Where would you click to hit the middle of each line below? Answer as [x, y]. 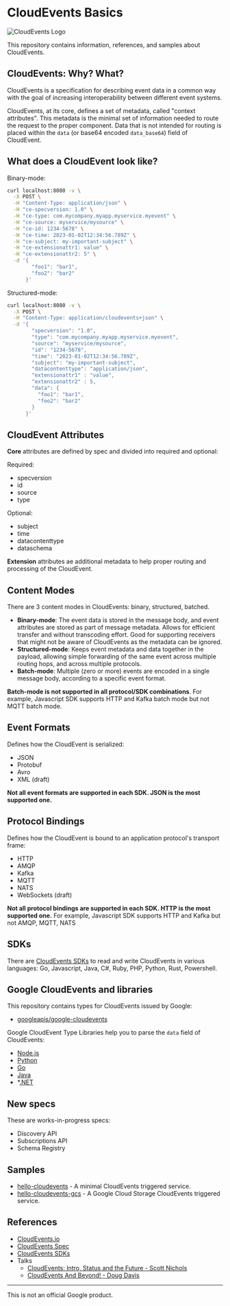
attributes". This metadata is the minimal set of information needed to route [113, 118]
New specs [31, 1104]
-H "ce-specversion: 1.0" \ [53, 210]
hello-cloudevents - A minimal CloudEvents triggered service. [104, 1186]
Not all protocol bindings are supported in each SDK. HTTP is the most [109, 908]
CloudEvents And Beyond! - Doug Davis [84, 1275]
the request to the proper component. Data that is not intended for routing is [114, 125]
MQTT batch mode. [35, 706]
